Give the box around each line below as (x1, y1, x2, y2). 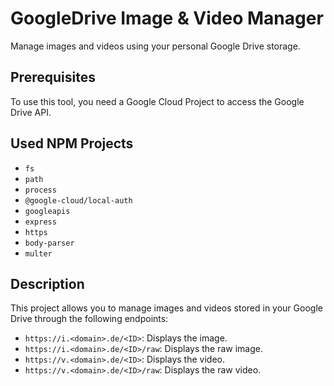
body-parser (24, 238, 75, 248)
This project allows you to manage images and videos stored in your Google (10, 302, 323, 314)
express (24, 217, 57, 227)
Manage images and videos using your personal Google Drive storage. (10, 40, 301, 52)
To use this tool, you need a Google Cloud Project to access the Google (10, 95, 305, 107)
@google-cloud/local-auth (24, 195, 133, 206)
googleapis (24, 206, 71, 216)
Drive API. (10, 106, 52, 118)
